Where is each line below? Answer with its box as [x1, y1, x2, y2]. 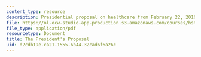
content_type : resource [6, 8, 66, 15]
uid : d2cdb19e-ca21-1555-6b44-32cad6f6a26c [6, 42, 117, 48]
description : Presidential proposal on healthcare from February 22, [6, 14, 184, 20]
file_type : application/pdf [6, 25, 77, 31]
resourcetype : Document [6, 31, 66, 37]
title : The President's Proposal [6, 36, 90, 42]
